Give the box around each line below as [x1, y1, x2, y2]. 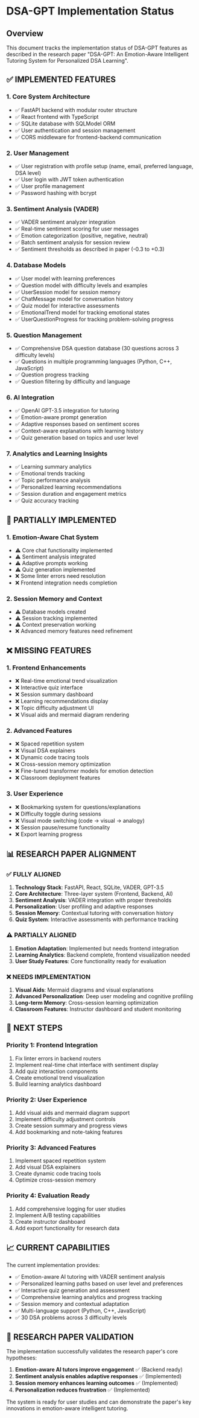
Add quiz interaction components [14, 1068, 98, 1075]
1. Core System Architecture [6, 92, 90, 101]
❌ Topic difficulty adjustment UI [14, 704, 94, 712]
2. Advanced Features [6, 727, 72, 735]
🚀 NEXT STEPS [6, 1023, 63, 1033]
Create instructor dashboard [14, 1218, 86, 1225]
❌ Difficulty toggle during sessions [14, 810, 101, 817]
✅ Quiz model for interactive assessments [14, 302, 119, 309]
